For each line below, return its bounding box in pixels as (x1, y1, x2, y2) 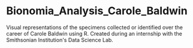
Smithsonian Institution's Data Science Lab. (6, 36, 114, 43)
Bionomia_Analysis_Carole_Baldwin (6, 4, 188, 18)
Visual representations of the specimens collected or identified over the (6, 24, 183, 31)
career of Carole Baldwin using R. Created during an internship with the (6, 30, 183, 37)
